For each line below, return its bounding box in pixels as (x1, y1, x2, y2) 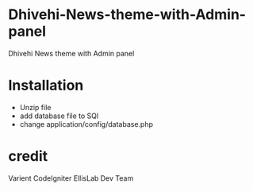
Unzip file (19, 102, 52, 112)
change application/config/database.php (19, 119, 153, 128)
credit (8, 147, 48, 166)
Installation (8, 77, 84, 94)
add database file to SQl (19, 111, 99, 120)
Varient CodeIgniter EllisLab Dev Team (8, 173, 134, 183)
